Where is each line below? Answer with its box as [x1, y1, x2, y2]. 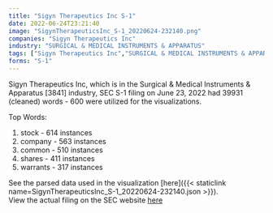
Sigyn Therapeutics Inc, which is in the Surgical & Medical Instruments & [8, 79, 251, 89]
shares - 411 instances [19, 153, 95, 163]
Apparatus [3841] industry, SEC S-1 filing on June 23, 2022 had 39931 [8, 87, 244, 97]
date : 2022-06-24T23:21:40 [8, 19, 100, 28]
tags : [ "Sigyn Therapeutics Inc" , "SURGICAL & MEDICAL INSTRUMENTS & [8, 49, 245, 58]
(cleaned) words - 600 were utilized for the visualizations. [8, 96, 202, 106]
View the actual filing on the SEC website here [8, 195, 163, 205]
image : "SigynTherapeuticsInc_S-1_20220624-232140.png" [8, 27, 201, 35]
